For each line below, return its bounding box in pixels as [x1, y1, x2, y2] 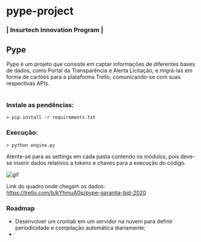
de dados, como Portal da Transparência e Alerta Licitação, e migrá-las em [6, 66, 193, 74]
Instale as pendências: [6, 101, 74, 109]
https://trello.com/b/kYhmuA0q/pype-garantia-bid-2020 [6, 189, 147, 196]
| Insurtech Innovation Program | [6, 26, 104, 34]
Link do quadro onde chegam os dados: [6, 182, 106, 189]
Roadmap [6, 204, 35, 212]
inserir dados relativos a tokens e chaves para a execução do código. [13, 159, 186, 167]
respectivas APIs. [6, 80, 50, 87]
